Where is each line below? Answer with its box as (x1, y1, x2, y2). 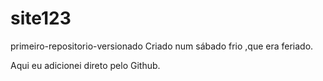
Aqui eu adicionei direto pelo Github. (10, 59, 161, 71)
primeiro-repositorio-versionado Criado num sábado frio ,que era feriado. (10, 40, 314, 52)
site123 (10, 7, 72, 30)
